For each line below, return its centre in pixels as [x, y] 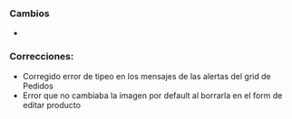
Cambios [29, 14]
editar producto [52, 105]
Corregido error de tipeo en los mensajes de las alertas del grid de [146, 76]
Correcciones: [42, 57]
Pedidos [38, 86]
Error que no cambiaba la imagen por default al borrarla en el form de [152, 95]
